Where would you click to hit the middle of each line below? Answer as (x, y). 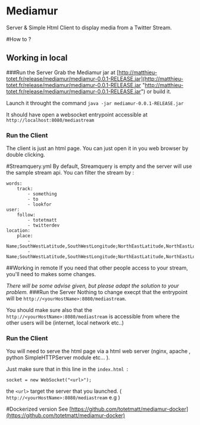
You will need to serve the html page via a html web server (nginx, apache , (99, 351)
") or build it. (156, 91)
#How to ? (19, 39)
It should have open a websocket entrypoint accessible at (77, 114)
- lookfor (40, 204)
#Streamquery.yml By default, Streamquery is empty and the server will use (99, 166)
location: (18, 231)
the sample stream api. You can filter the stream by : (70, 173)
